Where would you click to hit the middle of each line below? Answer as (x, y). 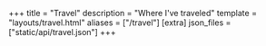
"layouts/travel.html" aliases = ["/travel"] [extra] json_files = (120, 23)
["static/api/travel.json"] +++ (62, 32)
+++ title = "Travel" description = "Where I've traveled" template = (133, 13)
